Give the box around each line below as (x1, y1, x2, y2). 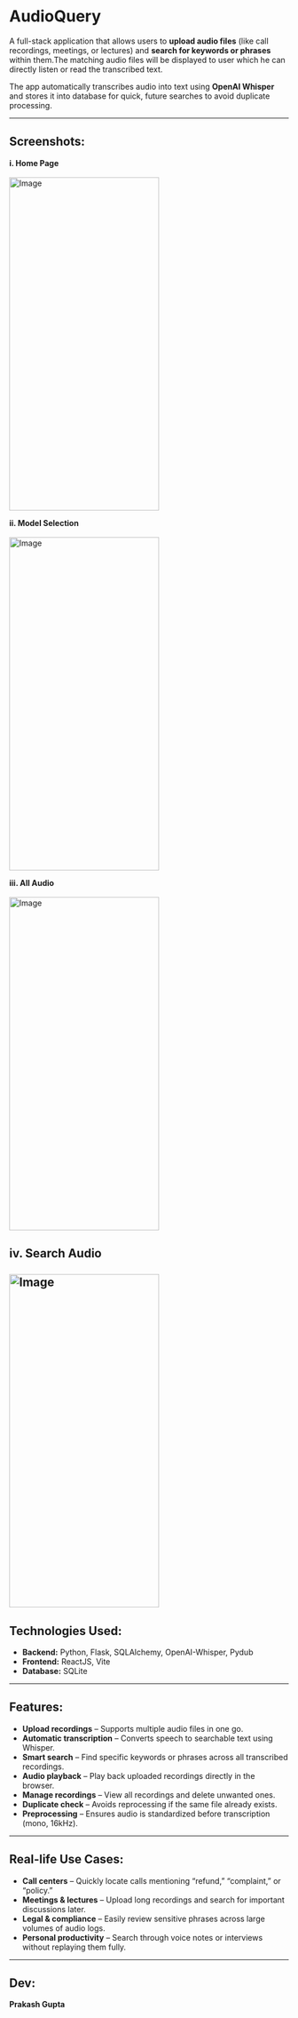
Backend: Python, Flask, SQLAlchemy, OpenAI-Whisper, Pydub (21, 1647, 254, 1657)
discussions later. (21, 1903, 86, 1914)
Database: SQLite (21, 1665, 88, 1676)
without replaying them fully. (21, 1942, 127, 1952)
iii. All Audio (9, 877, 55, 888)
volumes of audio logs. (21, 1922, 106, 1934)
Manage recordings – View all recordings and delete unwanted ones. (21, 1789, 276, 1800)
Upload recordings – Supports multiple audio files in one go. (21, 1723, 244, 1734)
